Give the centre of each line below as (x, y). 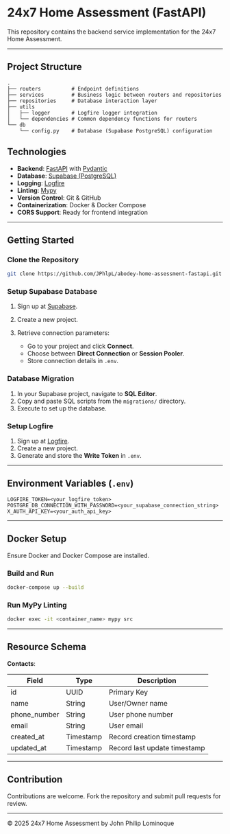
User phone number (141, 714)
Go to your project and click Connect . (80, 346)
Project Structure (44, 67)
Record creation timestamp (152, 737)
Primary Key (128, 692)
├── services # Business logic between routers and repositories (115, 95)
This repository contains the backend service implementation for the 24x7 (112, 32)
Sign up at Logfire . (43, 441)
